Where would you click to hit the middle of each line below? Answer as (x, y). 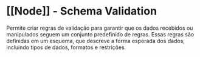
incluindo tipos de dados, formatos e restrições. (66, 47)
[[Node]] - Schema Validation (81, 11)
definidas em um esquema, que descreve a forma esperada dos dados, (96, 41)
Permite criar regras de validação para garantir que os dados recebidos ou (100, 28)
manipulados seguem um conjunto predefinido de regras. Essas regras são (100, 34)
